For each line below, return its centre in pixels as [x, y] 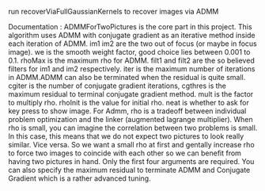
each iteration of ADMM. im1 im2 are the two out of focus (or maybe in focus [132, 44]
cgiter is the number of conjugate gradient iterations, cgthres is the [117, 86]
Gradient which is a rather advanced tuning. [80, 178]
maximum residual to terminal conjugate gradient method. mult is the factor [131, 94]
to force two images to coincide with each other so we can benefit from [125, 153]
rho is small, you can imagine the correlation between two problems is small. [133, 128]
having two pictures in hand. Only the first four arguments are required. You [131, 161]
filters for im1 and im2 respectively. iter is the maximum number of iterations [132, 69]
